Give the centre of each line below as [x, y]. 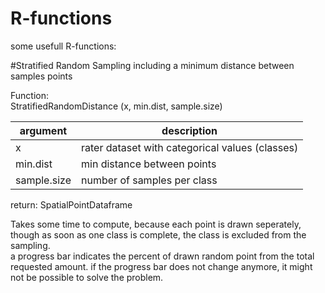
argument [43, 130]
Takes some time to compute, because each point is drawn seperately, [156, 224]
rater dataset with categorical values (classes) [190, 147]
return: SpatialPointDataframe [71, 204]
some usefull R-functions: [63, 46]
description [189, 130]
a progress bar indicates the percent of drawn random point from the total [162, 256]
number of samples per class [149, 180]
